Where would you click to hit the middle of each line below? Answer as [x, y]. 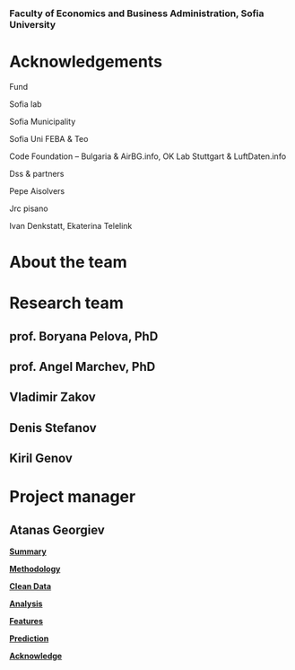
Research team [66, 303]
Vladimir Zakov [52, 397]
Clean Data [30, 586]
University [33, 24]
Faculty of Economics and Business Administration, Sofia [137, 13]
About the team [68, 262]
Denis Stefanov [53, 428]
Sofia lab [26, 104]
